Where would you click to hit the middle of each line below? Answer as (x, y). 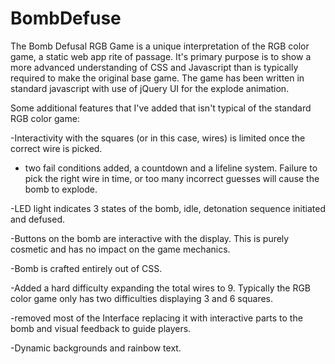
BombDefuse (66, 18)
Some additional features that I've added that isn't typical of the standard (161, 108)
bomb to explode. (61, 189)
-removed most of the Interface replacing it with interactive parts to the (156, 318)
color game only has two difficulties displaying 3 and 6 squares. (142, 298)
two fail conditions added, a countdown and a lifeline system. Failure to (171, 168)
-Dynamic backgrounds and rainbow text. (96, 348)
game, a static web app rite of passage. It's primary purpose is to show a (161, 56)
